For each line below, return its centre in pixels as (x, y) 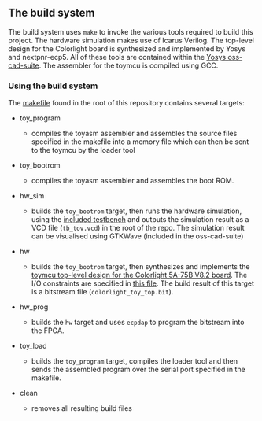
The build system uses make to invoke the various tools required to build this (131, 31)
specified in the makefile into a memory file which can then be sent (140, 142)
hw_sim (32, 196)
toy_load (33, 346)
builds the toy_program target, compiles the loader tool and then (135, 361)
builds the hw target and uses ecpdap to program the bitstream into (138, 323)
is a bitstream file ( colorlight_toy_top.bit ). (102, 292)
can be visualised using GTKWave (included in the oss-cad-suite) (137, 236)
